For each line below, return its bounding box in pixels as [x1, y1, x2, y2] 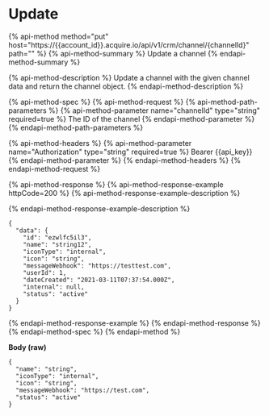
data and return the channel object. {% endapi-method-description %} [8, 81, 244, 91]
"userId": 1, [23, 268, 67, 277]
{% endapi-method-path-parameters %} [8, 123, 144, 132]
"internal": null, [23, 283, 85, 291]
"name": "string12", [23, 240, 92, 248]
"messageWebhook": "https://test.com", [15, 386, 150, 394]
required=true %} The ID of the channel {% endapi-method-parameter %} [8, 114, 255, 123]
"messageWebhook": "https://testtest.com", [23, 261, 172, 270]
